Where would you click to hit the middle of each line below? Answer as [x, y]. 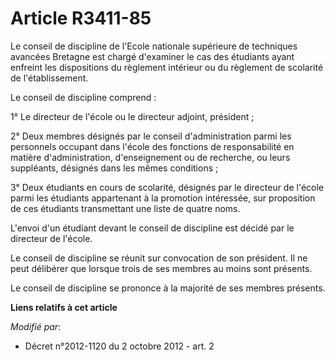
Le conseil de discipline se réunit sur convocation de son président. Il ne [159, 258]
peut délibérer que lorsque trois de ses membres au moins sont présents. [161, 268]
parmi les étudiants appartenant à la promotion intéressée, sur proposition [163, 198]
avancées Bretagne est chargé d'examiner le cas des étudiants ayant [152, 56]
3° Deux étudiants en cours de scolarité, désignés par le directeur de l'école [167, 187]
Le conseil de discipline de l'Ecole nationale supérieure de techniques [154, 46]
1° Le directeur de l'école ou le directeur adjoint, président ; [132, 116]
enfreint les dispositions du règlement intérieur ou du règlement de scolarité [167, 67]
